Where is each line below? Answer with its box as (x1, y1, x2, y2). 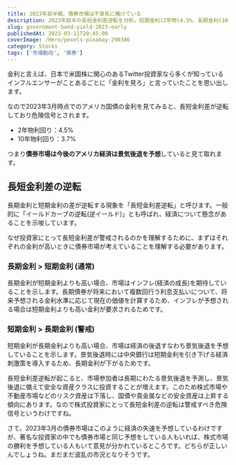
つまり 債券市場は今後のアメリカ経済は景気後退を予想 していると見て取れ (7, 149, 216, 158)
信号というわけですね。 (7, 409, 75, 418)
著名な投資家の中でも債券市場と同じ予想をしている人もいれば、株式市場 (19, 433, 229, 441)
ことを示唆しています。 (13, 218, 81, 227)
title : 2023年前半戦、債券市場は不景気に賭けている (7, 10, 142, 18)
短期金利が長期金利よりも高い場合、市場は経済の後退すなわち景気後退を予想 (7, 341, 229, 350)
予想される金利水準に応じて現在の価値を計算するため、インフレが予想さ (13, 296, 223, 304)
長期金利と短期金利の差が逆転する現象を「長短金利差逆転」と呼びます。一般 (7, 201, 228, 209)
